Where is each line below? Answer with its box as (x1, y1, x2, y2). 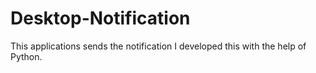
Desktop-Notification (10, 7, 191, 30)
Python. (10, 50, 43, 62)
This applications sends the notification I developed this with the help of (10, 40, 307, 52)
